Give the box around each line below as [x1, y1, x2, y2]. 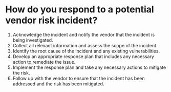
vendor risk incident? [5, 14, 98, 26]
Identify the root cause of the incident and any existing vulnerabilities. [12, 48, 160, 54]
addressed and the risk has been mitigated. [12, 81, 104, 87]
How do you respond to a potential [5, 4, 155, 15]
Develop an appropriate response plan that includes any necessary [12, 53, 155, 60]
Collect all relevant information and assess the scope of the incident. [12, 42, 158, 48]
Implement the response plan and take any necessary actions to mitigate [12, 64, 166, 70]
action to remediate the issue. [12, 59, 76, 65]
